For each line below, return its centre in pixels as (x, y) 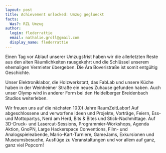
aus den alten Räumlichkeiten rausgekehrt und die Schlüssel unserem (77, 62)
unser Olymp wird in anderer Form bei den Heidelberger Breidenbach (77, 92)
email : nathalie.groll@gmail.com (45, 38)
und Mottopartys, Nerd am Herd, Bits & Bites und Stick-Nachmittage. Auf (80, 118)
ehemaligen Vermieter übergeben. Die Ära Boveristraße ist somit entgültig (81, 67)
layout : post (19, 10)
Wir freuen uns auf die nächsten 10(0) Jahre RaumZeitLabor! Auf (72, 107)
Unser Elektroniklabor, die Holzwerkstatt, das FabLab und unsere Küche (79, 82)
